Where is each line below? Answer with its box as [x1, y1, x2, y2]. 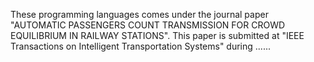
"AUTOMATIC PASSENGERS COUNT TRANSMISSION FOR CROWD [10, 19, 286, 31]
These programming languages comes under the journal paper [10, 9, 269, 20]
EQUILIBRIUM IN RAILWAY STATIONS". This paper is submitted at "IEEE [10, 30, 305, 41]
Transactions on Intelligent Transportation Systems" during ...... [10, 40, 271, 52]
